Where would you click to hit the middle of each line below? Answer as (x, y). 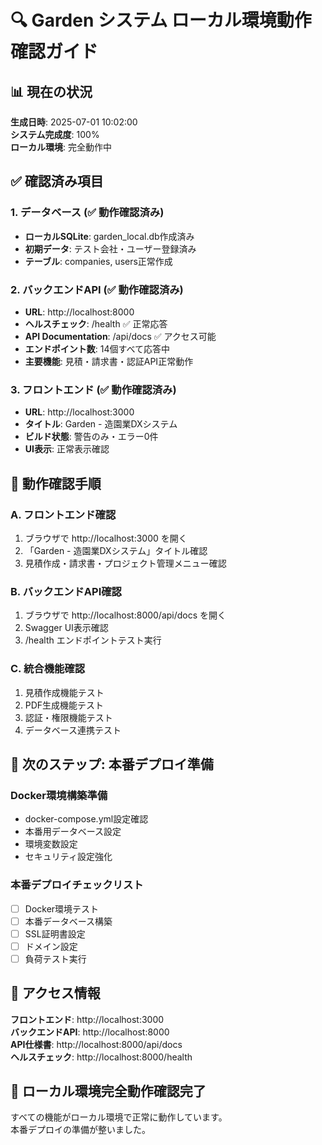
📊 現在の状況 (51, 91)
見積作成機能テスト (64, 692)
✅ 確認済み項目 (57, 181)
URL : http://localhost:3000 (79, 412)
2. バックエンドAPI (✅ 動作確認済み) (97, 289)
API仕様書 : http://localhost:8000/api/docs (96, 1044)
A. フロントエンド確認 (63, 514)
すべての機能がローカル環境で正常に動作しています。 (119, 1117)
